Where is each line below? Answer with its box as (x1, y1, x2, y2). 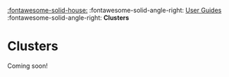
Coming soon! (7, 61, 48, 70)
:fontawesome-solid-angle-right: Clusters (7, 13, 130, 22)
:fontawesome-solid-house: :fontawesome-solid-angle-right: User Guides (7, 6, 222, 14)
